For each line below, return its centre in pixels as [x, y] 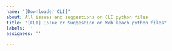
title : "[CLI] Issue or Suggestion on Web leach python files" [87, 23]
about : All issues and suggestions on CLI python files [77, 17]
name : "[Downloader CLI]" [38, 12]
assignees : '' [24, 34]
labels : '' [20, 28]
